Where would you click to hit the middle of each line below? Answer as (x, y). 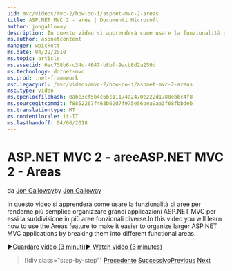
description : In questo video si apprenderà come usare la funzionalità (114, 33)
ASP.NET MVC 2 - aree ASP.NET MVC (116, 157)
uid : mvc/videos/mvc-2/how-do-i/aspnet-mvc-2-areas (83, 13)
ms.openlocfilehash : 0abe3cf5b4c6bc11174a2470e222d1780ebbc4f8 (100, 97)
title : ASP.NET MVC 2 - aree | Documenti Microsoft (83, 20)
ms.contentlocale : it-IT (43, 116)
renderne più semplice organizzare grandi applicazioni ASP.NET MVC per (112, 212)
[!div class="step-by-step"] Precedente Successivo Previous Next (117, 261)
